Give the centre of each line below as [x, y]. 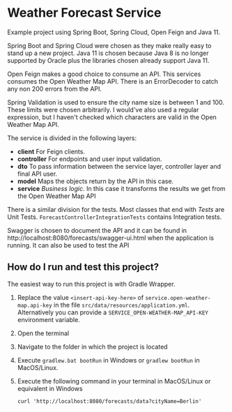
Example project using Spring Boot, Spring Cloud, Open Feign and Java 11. [114, 32]
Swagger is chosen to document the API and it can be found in [97, 230]
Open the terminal [43, 333]
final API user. [37, 174]
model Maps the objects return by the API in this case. [95, 181]
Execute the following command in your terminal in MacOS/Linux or [114, 381]
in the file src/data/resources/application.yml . [122, 305]
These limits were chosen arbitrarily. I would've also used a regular [103, 109]
